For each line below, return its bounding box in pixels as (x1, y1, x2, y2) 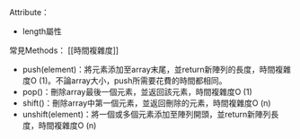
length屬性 (22, 26, 63, 37)
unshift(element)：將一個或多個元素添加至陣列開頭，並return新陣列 (22, 109, 271, 119)
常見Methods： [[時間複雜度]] (9, 45, 119, 56)
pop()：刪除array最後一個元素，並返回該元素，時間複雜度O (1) (22, 87, 253, 97)
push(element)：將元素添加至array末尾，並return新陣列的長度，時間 (22, 65, 276, 74)
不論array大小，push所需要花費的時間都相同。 (55, 75, 227, 86)
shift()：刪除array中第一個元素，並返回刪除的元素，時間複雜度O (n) (22, 98, 271, 109)
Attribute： (9, 7, 49, 17)
